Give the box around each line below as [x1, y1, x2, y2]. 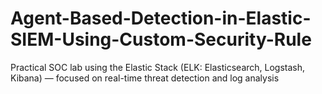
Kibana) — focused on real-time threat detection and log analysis [10, 72, 280, 84]
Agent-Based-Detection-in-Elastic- [10, 7, 312, 30]
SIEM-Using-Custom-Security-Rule [10, 28, 312, 51]
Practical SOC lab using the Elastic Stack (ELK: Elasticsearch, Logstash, [10, 61, 306, 73]
